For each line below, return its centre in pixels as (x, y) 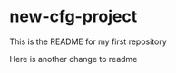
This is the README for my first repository (88, 41)
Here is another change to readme (73, 59)
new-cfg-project (73, 17)
